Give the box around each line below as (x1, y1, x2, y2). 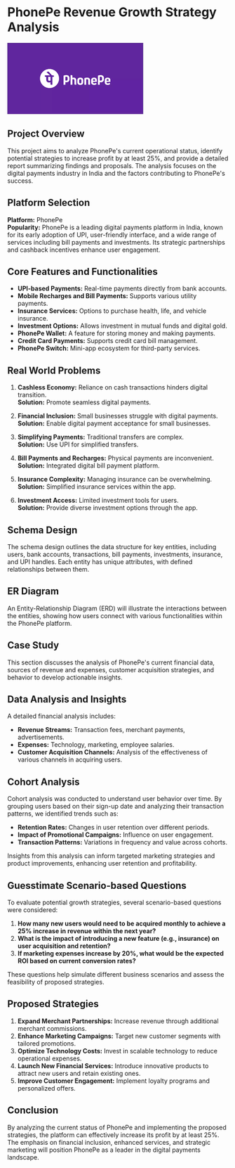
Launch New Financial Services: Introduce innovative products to (17, 1061, 209, 1070)
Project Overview (7, 128, 85, 140)
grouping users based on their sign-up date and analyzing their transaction (7, 802, 224, 811)
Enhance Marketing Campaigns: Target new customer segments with (17, 1032, 221, 1040)
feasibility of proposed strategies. (7, 978, 105, 987)
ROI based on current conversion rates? (17, 957, 137, 965)
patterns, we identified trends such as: (7, 809, 119, 818)
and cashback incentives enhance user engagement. (7, 245, 161, 254)
